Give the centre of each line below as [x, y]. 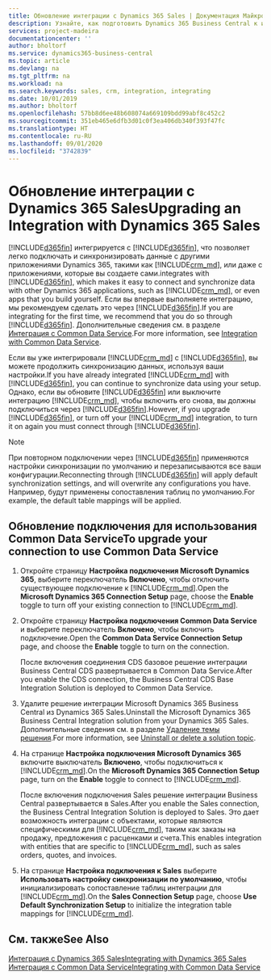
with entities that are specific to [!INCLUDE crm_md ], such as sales [130, 847]
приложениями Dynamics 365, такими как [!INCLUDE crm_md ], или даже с [135, 265]
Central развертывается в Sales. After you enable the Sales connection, [140, 804]
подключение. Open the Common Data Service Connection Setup [131, 638]
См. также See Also [58, 939]
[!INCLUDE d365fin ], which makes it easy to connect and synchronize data [132, 282]
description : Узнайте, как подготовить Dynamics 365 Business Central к [133, 23]
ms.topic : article [39, 61]
